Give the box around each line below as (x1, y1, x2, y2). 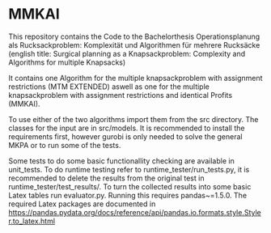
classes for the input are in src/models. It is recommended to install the (8, 123, 245, 133)
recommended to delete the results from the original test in (8, 173, 205, 183)
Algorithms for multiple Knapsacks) (8, 57, 126, 67)
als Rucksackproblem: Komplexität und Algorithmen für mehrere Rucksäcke (8, 40, 260, 49)
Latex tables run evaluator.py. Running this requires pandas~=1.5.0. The (8, 190, 248, 200)
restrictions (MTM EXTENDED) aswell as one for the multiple (8, 82, 210, 91)
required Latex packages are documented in (8, 199, 156, 209)
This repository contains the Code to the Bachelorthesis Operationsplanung (8, 32, 260, 41)
